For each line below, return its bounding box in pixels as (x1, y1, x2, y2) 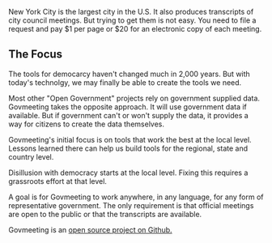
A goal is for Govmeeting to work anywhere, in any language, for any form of (8, 192, 264, 202)
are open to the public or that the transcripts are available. (8, 209, 202, 219)
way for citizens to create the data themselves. (8, 119, 164, 129)
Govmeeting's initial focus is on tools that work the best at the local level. (8, 134, 253, 144)
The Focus (8, 48, 63, 62)
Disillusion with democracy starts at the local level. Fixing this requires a (8, 168, 249, 177)
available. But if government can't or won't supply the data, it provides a (8, 110, 249, 120)
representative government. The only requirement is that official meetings (8, 200, 254, 210)
